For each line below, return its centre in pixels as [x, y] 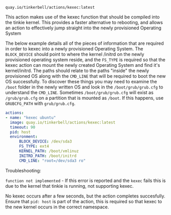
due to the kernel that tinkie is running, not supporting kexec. [70, 186]
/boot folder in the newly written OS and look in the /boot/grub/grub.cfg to [84, 87]
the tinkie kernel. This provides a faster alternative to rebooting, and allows [84, 22]
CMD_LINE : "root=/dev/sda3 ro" [52, 160]
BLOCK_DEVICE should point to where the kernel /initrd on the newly [75, 54]
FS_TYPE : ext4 [34, 147]
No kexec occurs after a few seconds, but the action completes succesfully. [85, 196]
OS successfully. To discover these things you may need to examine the [81, 82]
